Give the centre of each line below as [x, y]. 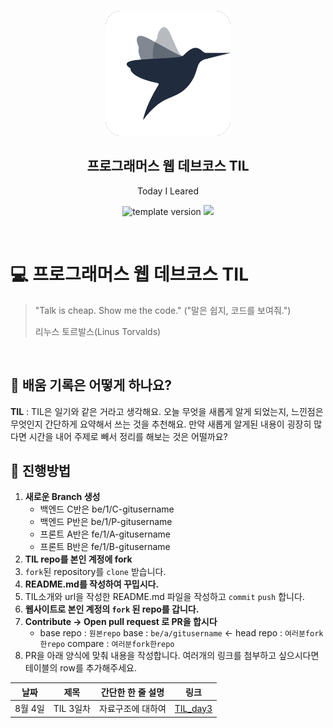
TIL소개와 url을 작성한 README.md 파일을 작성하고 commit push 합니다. [164, 597]
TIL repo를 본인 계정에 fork [78, 559]
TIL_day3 [193, 708]
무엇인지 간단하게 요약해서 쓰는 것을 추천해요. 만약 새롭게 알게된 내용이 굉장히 [161, 424]
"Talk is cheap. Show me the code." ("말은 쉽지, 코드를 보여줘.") [163, 310]
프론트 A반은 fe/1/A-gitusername [105, 534]
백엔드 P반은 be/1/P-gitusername [106, 522]
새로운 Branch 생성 [62, 497]
